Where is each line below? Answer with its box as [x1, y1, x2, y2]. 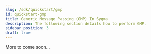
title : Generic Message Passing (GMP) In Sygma [5, 16, 108, 21]
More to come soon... [5, 44, 50, 50]
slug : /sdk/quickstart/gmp [5, 7, 63, 12]
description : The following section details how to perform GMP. [5, 21, 146, 26]
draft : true [5, 30, 31, 35]
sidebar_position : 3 [5, 26, 49, 31]
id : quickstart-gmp [5, 12, 47, 17]
